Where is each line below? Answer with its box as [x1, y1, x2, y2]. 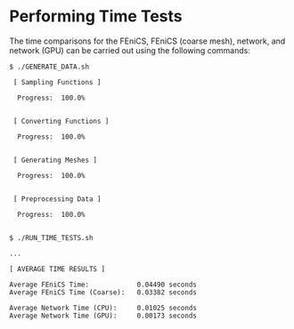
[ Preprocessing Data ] [12, 194, 102, 204]
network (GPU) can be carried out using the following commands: [9, 44, 251, 55]
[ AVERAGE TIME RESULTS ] [9, 264, 105, 273]
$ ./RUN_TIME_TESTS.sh [9, 233, 94, 242]
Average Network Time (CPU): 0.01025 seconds [9, 303, 198, 312]
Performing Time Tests [9, 6, 183, 27]
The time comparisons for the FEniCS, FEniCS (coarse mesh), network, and [9, 36, 286, 46]
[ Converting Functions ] [12, 116, 110, 125]
